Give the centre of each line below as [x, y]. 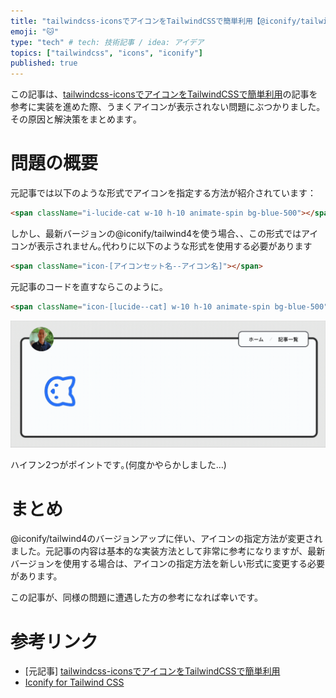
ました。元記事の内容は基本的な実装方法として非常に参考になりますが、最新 [168, 551]
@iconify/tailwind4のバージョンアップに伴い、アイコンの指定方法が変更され [166, 539]
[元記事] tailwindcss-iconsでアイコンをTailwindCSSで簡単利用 [152, 671]
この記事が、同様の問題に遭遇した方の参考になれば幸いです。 [136, 597]
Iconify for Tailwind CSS [74, 682]
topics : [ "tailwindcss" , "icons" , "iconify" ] [106, 53]
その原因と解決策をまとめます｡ [74, 119]
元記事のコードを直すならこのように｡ [87, 286]
